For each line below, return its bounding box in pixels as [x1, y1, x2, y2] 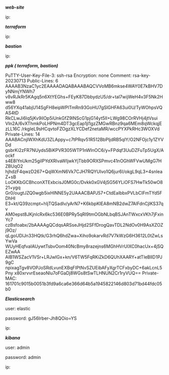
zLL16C [5, 126, 21, 132]
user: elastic [5, 306, 31, 311]
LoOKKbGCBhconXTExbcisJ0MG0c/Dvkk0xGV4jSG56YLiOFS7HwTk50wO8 [5, 179, 163, 185]
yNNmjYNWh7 [5, 88, 35, 95]
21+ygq [5, 184, 21, 191]
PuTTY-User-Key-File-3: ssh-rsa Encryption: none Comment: [5, 72, 132, 78]
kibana [5, 335, 21, 341]
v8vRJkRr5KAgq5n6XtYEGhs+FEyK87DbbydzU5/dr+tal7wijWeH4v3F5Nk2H [5, 94, 163, 100]
